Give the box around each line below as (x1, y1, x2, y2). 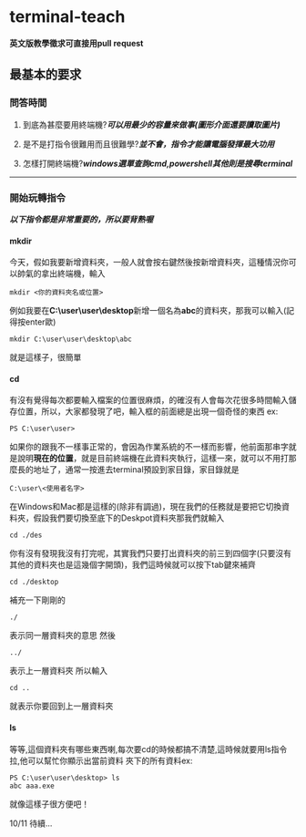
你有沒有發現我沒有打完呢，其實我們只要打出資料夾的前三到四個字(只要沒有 (9, 548, 292, 559)
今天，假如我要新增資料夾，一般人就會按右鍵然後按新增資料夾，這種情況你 (9, 257, 289, 268)
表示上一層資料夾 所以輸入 (9, 666, 107, 677)
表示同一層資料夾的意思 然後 (9, 630, 116, 641)
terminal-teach (9, 6, 126, 27)
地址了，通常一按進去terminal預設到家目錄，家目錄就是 (33, 464, 240, 475)
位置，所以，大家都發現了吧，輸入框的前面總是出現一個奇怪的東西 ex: (16, 406, 279, 417)
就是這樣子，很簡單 (9, 352, 82, 363)
